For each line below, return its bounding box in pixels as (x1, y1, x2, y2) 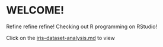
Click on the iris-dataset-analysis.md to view (6, 34, 116, 41)
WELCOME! (6, 4, 64, 17)
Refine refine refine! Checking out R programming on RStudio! (6, 23, 158, 30)
